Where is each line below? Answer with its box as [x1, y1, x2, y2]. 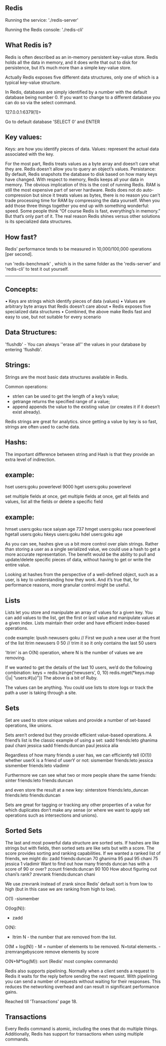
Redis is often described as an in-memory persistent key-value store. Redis [5, 54, 158, 60]
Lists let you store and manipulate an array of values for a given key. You [5, 609, 153, 615]
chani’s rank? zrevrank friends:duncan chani [5, 871, 95, 877]
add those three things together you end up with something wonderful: [5, 203, 149, 209]
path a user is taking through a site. [5, 689, 77, 696]
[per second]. [5, 251, 33, 257]
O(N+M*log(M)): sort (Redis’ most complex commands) [5, 958, 119, 964]
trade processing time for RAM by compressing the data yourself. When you [5, 198, 160, 204]
